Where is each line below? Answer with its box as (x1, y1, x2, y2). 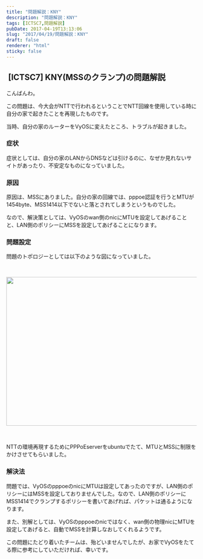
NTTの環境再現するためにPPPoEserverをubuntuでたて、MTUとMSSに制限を (6, 443, 196, 451)
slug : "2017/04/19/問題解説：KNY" (6, 31, 89, 38)
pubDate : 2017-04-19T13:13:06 (6, 25, 83, 32)
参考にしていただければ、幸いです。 (22, 546, 112, 553)
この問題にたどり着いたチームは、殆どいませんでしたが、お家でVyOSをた (6, 538, 189, 546)
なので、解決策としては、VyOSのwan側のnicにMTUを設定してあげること (6, 214, 187, 221)
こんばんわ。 (6, 89, 38, 97)
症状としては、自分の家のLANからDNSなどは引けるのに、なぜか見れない (6, 154, 187, 161)
